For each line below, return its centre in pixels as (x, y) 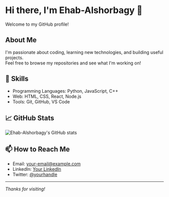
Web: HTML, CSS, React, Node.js (47, 96)
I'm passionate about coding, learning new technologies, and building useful (84, 52)
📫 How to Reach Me (37, 149)
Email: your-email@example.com (47, 164)
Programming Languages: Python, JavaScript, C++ (65, 91)
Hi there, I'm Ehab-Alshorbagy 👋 (74, 10)
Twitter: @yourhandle (35, 175)
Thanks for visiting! (25, 189)
